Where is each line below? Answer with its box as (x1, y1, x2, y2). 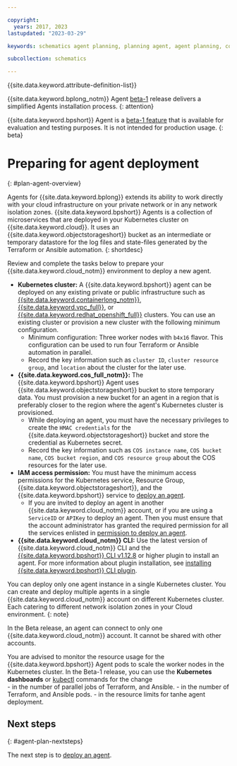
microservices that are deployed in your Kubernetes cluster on (7, 215, 189, 224)
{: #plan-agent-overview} (7, 179, 81, 188)
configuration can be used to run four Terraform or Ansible (28, 341, 199, 349)
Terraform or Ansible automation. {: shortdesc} (7, 246, 143, 254)
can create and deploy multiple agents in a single (7, 588, 150, 596)
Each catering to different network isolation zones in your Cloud (7, 602, 193, 611)
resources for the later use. (28, 461, 107, 469)
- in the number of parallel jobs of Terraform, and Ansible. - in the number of (7, 682, 229, 691)
